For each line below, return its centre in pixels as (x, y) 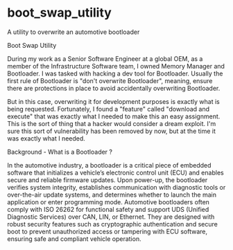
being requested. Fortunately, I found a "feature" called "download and (109, 109)
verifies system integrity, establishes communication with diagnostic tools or (116, 187)
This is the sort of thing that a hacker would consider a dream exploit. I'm (112, 123)
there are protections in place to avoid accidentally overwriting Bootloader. (114, 88)
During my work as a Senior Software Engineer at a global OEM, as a (105, 59)
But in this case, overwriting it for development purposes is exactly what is (113, 101)
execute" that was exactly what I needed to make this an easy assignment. (114, 116)
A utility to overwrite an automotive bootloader (74, 32)
